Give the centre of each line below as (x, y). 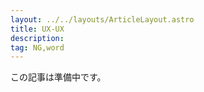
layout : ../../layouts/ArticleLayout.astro (102, 19)
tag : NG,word (37, 47)
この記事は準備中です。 (58, 77)
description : (37, 38)
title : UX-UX (37, 29)
